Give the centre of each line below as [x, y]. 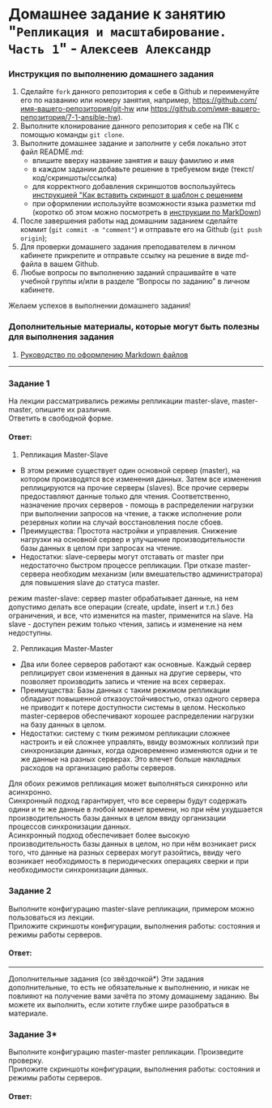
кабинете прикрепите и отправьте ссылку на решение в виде [127, 256]
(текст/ [242, 169]
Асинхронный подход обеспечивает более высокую [99, 835]
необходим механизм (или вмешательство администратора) [157, 574]
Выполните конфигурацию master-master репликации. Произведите [126, 1052]
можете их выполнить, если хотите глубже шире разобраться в [119, 1004]
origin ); [34, 238]
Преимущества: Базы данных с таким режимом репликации [125, 690]
